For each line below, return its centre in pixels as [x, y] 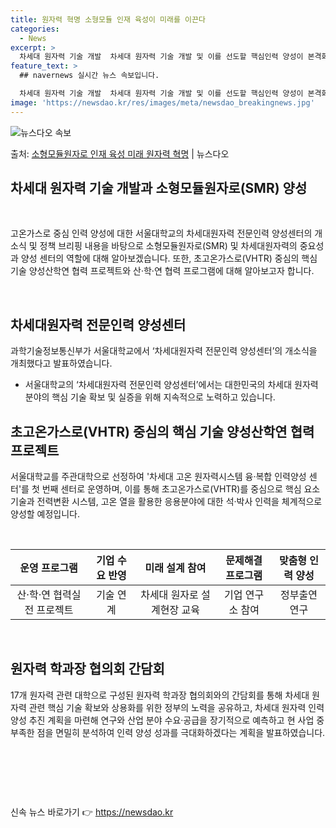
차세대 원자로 [169, 595]
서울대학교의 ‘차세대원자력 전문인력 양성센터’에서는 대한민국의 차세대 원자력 [171, 385]
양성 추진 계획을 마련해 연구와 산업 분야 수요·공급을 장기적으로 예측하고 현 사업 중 [167, 720]
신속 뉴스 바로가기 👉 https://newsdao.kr [92, 812]
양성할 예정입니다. [45, 514]
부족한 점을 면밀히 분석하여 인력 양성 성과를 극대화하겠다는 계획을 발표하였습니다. [168, 732]
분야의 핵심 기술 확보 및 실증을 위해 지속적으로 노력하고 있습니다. [150, 397]
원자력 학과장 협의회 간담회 [87, 669]
